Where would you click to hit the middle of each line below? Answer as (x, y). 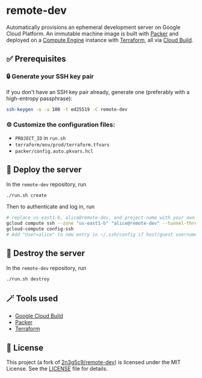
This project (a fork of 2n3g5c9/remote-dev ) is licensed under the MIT (94, 362)
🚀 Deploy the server (44, 170)
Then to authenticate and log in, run (50, 207)
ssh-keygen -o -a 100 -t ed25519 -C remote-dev (67, 109)
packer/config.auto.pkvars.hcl (54, 151)
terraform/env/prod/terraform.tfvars (62, 145)
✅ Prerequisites (36, 59)
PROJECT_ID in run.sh (40, 138)
